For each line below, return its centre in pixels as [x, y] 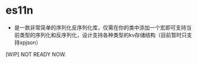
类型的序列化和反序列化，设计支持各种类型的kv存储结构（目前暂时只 [103, 35]
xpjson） [30, 42]
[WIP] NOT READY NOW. [36, 54]
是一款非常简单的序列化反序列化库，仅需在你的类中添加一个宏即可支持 [100, 27]
